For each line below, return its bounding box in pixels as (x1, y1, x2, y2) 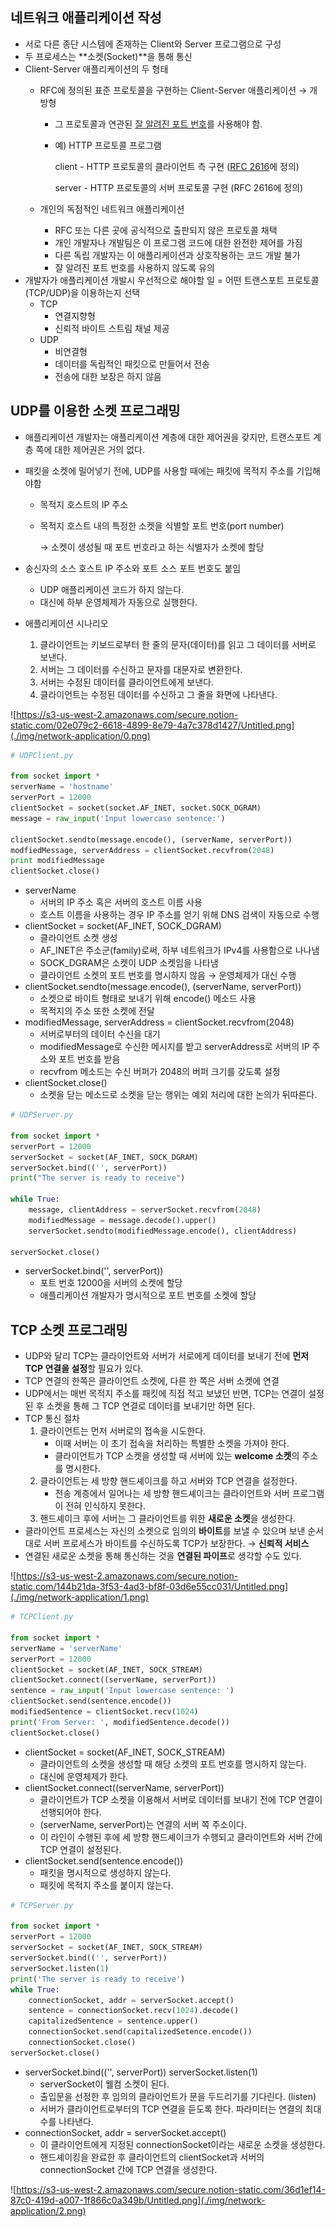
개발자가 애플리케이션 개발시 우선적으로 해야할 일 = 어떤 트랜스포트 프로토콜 (24, 274, 320, 286)
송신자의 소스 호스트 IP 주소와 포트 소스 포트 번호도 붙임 (24, 562, 242, 574)
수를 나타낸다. (39, 2115, 94, 2127)
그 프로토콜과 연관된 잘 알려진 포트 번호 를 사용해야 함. (54, 118, 263, 130)
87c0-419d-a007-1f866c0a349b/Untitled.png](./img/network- (10, 2194, 266, 2206)
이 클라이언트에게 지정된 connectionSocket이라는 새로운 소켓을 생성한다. (39, 2138, 326, 2150)
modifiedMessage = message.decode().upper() (28, 1215, 217, 1225)
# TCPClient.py (10, 1612, 74, 1622)
